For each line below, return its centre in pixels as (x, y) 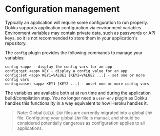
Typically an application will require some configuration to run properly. (77, 22)
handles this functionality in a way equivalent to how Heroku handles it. (77, 103)
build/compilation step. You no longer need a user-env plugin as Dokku (76, 98)
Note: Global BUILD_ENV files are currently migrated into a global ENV (84, 113)
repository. (16, 43)
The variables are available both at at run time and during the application (78, 93)
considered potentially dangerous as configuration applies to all (81, 123)
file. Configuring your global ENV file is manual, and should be (78, 117)
